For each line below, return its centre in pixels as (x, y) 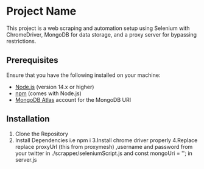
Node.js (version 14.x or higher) (55, 87)
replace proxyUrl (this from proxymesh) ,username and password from (104, 146)
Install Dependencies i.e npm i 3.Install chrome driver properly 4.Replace (106, 140)
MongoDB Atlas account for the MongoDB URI (73, 99)
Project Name (41, 11)
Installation (28, 119)
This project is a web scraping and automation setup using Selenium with (98, 28)
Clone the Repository (42, 134)
